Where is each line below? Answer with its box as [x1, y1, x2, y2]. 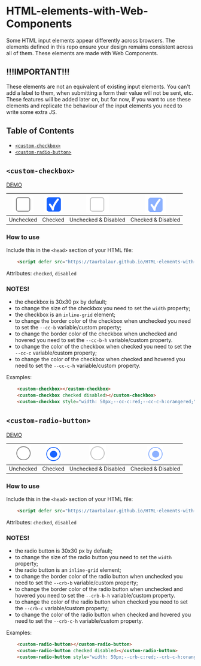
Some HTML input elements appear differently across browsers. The [6, 37, 175, 44]
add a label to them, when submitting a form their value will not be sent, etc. [6, 89, 193, 97]
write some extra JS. [6, 108, 57, 115]
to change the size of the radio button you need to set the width [14, 554, 172, 561]
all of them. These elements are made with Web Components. [6, 49, 159, 56]
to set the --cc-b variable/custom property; [14, 324, 121, 331]
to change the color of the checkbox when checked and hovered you [14, 356, 185, 363]
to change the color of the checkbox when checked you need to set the [14, 343, 191, 350]
